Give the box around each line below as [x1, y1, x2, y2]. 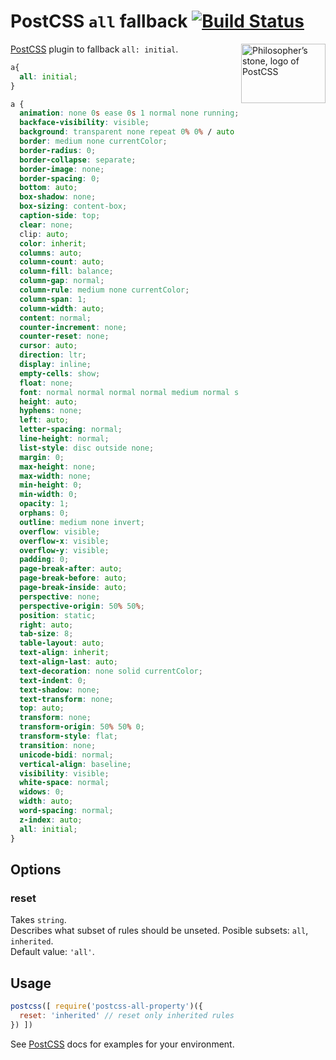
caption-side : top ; [19, 211, 101, 221]
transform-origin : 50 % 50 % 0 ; [19, 722, 145, 732]
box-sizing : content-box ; [19, 201, 128, 212]
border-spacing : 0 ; [19, 173, 101, 184]
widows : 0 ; [19, 787, 65, 797]
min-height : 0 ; [19, 480, 83, 490]
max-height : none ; [19, 461, 97, 472]
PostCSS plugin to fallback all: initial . [10, 43, 179, 55]
